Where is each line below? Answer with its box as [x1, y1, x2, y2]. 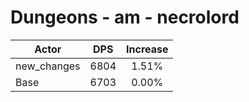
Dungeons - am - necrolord [10, 6, 240, 29]
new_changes [15, 59, 81, 73]
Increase [126, 42, 169, 56]
